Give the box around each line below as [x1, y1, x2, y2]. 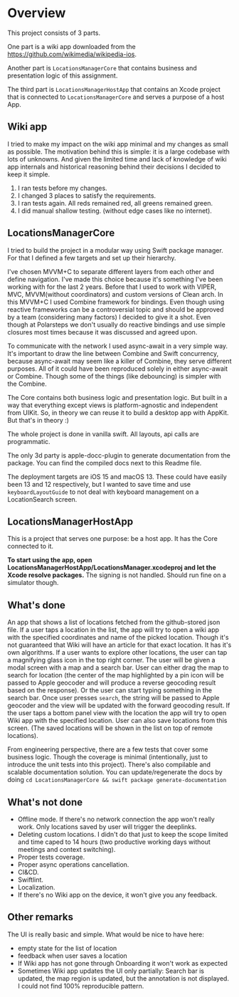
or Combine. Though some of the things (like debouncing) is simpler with [7, 371, 222, 380]
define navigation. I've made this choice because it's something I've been [7, 275, 223, 283]
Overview [7, 5, 66, 21]
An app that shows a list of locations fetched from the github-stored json [7, 618, 221, 627]
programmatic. [7, 437, 51, 445]
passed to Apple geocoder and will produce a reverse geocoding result [7, 678, 216, 687]
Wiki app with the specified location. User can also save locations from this [7, 717, 228, 725]
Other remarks [7, 911, 73, 923]
